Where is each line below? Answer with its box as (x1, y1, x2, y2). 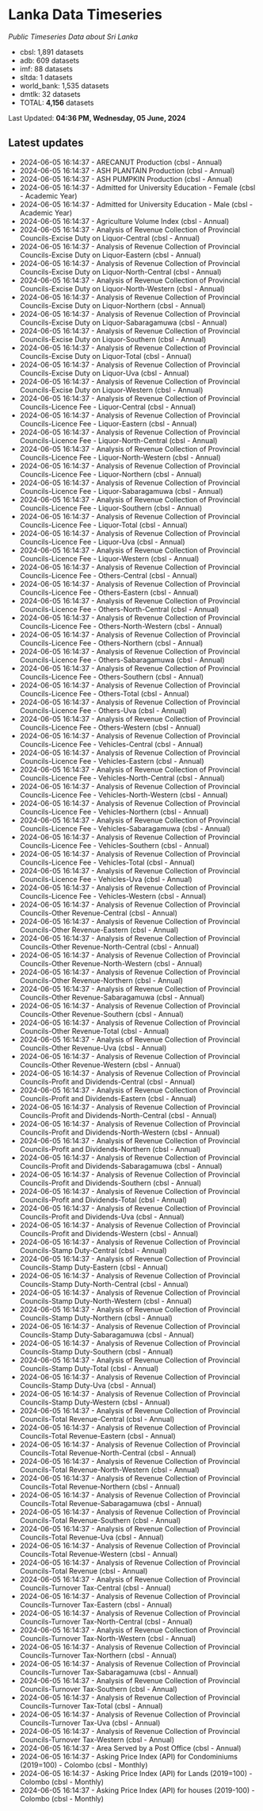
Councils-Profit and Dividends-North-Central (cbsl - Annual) (19, 1110, 217, 1120)
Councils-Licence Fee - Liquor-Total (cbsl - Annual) (19, 520, 189, 530)
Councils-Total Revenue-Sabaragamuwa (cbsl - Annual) (19, 1498, 202, 1508)
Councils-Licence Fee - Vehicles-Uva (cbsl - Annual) (19, 874, 192, 884)
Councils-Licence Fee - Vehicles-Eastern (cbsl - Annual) (19, 756, 204, 765)
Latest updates (8, 137, 84, 150)
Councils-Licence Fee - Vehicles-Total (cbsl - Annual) (19, 857, 196, 867)
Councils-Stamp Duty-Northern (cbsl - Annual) (19, 1312, 173, 1323)
